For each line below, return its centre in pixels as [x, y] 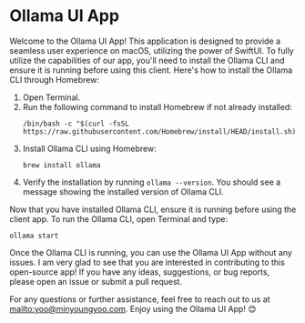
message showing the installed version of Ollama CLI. [123, 191]
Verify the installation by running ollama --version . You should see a [152, 182]
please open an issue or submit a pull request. [96, 281]
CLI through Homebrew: [55, 79]
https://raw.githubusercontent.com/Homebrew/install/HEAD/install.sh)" [161, 131]
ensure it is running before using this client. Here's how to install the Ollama [151, 70]
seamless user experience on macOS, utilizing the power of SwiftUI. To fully [152, 50]
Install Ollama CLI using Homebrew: [89, 148]
